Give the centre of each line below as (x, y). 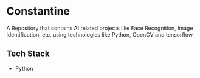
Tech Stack (28, 54)
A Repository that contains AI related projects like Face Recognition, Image (100, 28)
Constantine (38, 11)
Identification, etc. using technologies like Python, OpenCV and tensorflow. (100, 34)
